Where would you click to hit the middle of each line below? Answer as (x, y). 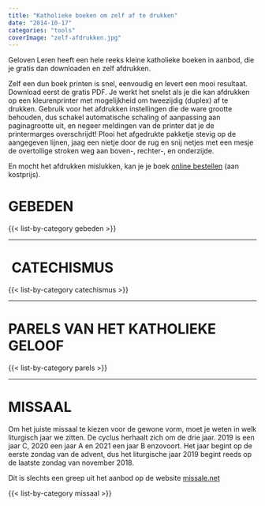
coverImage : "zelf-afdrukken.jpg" (65, 38)
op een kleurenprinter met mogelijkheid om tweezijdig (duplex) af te (118, 100)
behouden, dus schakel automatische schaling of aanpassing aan (114, 117)
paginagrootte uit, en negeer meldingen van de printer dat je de (111, 126)
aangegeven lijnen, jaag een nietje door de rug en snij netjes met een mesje (131, 142)
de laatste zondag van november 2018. (71, 463)
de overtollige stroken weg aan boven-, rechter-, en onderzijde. (111, 151)
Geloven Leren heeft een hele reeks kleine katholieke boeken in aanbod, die (131, 60)
